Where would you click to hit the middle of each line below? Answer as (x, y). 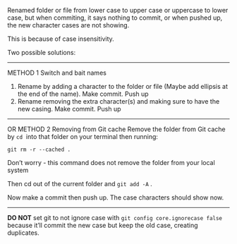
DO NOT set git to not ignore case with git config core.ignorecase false (115, 218)
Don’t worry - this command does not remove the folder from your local (111, 163)
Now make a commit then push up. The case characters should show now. (116, 197)
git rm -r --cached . (39, 150)
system (18, 170)
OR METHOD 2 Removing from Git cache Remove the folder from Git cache (116, 129)
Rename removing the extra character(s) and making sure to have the (119, 101)
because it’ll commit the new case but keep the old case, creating (103, 225)
